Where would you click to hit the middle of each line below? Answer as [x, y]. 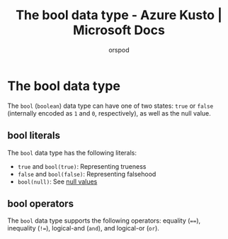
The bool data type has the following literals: [72, 152]
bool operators [41, 203]
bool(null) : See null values [57, 182]
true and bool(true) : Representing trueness [82, 166]
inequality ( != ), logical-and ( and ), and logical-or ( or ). [83, 228]
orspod [119, 50]
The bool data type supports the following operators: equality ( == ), [104, 221]
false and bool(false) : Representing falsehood [87, 174]
